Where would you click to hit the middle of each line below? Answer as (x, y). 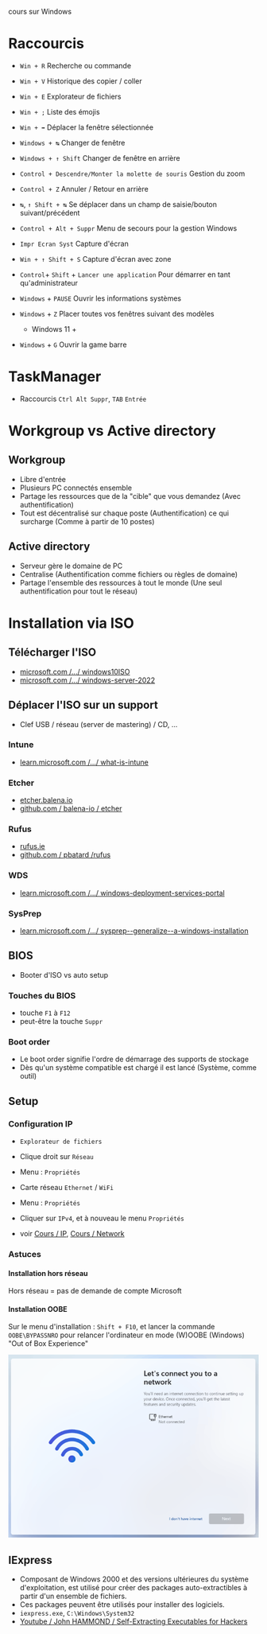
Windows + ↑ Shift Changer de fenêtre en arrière (100, 158)
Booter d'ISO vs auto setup (64, 975)
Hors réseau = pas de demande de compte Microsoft (95, 1291)
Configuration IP (41, 1123)
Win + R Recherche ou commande (75, 65)
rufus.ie (32, 846)
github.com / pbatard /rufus (65, 855)
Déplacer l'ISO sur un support (83, 705)
